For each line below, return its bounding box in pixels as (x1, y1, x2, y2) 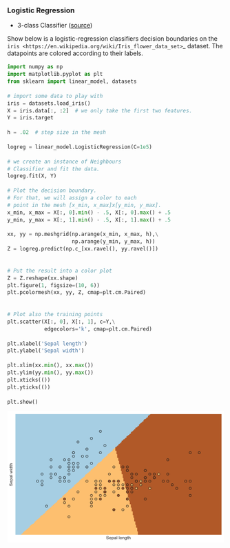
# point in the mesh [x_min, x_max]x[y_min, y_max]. (7, 202, 162, 208)
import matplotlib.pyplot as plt (7, 71, 103, 78)
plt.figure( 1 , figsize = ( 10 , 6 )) (7, 282, 100, 288)
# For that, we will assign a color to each (7, 195, 137, 202)
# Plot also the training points (7, 311, 103, 318)
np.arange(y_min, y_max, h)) (72, 238, 156, 245)
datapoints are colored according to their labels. (7, 49, 143, 57)
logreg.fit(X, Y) (7, 173, 57, 179)
